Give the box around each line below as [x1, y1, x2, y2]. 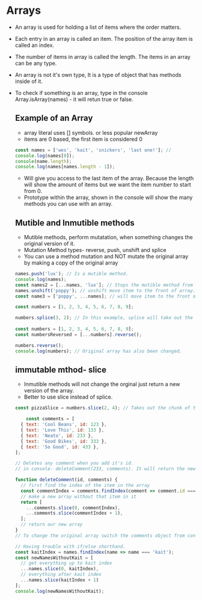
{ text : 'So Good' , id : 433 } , [20, 444, 99, 450]
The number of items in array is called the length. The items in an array [14, 53, 191, 60]
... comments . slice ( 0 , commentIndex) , [26, 504, 121, 511]
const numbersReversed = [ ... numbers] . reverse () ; [14, 331, 142, 337]
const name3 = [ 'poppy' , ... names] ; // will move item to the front [14, 293, 191, 299]
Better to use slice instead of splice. [23, 393, 113, 400]
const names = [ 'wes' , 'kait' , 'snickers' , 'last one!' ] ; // [14, 147, 172, 153]
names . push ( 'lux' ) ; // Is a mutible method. [14, 271, 129, 277]
